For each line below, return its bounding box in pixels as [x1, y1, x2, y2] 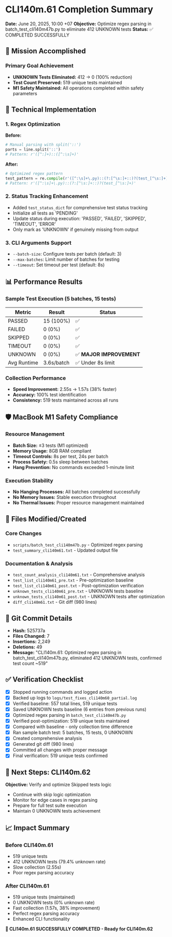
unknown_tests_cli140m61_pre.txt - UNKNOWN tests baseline [12, 588, 144, 594]
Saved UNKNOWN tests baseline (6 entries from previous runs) [12, 706, 147, 712]
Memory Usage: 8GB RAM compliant [12, 447, 92, 454]
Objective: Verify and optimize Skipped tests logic [5, 782, 112, 788]
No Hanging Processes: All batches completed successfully [12, 489, 141, 495]
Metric [14, 309, 32, 316]
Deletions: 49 [12, 644, 42, 650]
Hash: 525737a [12, 627, 46, 634]
